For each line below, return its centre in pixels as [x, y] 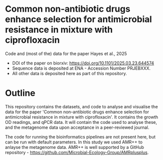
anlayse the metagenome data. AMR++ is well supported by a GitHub [75, 147]
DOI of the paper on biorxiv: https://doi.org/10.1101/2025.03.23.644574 [83, 63]
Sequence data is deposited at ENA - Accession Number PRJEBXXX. [81, 68]
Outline [20, 93]
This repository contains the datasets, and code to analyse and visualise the [81, 106]
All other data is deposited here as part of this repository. [69, 73]
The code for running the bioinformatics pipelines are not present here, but [80, 137]
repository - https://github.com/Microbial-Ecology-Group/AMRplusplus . [77, 152]
